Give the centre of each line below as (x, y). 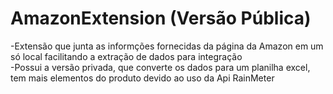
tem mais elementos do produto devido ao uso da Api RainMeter (142, 78)
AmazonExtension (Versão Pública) (161, 18)
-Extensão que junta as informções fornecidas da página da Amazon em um (167, 46)
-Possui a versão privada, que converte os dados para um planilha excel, (160, 67)
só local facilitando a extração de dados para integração (126, 56)
